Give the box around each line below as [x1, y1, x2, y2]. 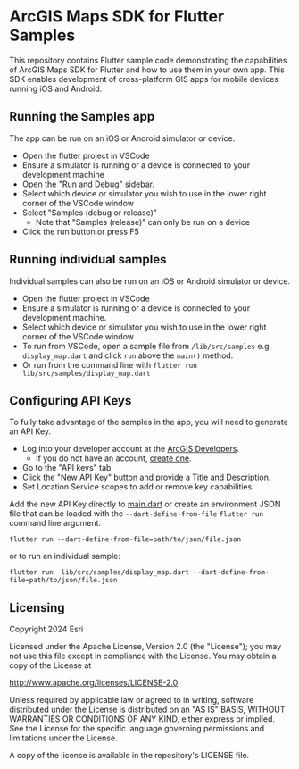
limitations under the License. [9, 732, 118, 743]
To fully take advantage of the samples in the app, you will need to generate [9, 417, 288, 428]
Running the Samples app [9, 109, 155, 124]
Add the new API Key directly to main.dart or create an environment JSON [9, 498, 281, 510]
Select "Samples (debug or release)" [21, 207, 158, 218]
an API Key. [9, 426, 52, 437]
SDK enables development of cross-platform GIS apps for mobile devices [9, 73, 279, 84]
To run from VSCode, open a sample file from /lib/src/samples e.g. [21, 340, 272, 351]
